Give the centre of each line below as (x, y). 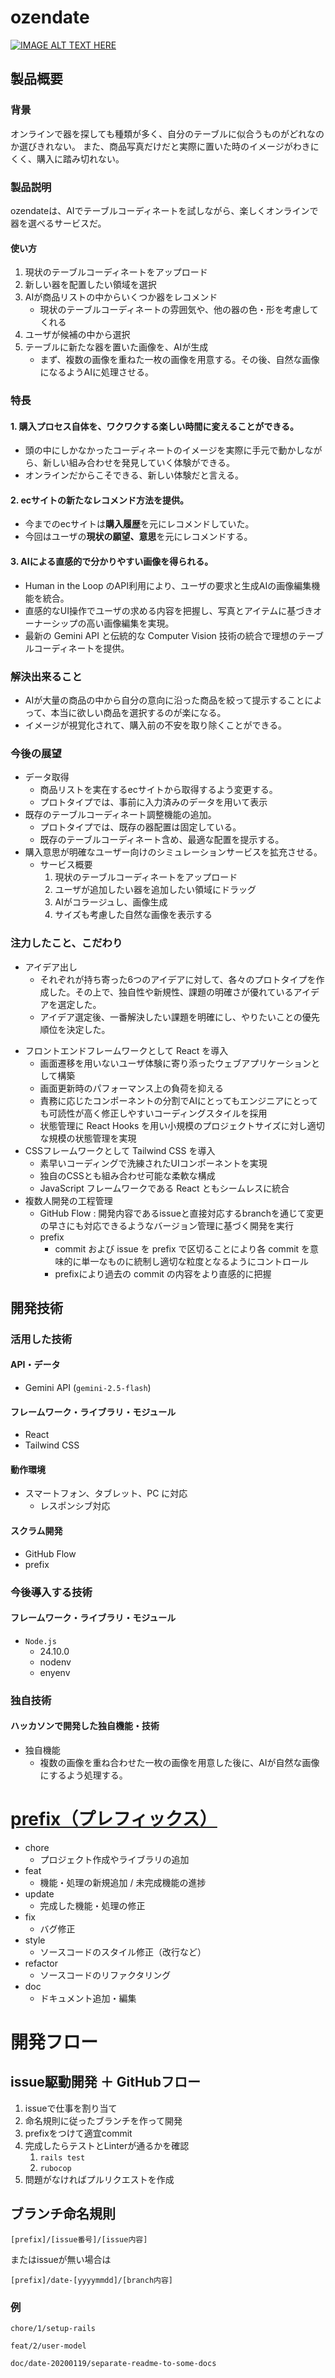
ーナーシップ (51, 623)
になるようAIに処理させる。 (97, 372)
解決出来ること (46, 676)
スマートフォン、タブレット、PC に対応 (106, 1493)
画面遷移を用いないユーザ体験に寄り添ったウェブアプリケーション (175, 1063)
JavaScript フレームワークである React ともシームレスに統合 (164, 1188)
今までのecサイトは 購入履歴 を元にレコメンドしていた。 (139, 524)
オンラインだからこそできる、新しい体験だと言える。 (134, 475)
